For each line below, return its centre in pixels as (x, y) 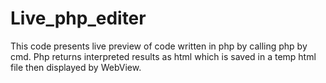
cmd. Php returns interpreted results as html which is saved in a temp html (163, 56)
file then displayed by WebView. (76, 67)
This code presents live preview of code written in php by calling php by (159, 46)
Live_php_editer (78, 18)
